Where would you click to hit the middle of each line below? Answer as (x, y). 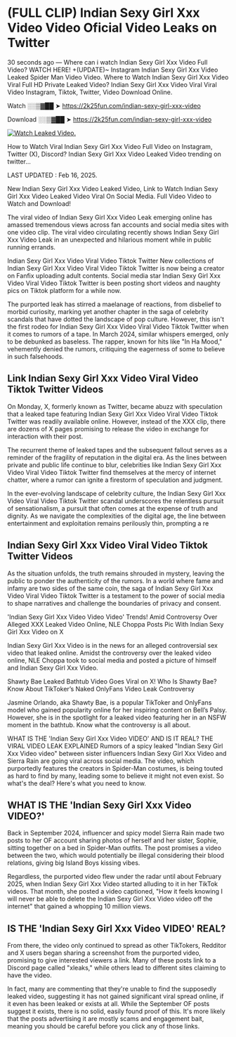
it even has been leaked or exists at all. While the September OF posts (109, 1004)
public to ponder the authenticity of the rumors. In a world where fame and (115, 580)
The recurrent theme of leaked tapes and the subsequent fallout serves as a (117, 450)
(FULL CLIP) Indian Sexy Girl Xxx (104, 13)
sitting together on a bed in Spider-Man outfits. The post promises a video (114, 848)
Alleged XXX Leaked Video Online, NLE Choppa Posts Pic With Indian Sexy (116, 624)
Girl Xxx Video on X (35, 632)
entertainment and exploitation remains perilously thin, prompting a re (108, 523)
